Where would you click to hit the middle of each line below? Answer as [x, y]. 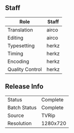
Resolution [19, 123]
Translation [20, 30]
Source [16, 115]
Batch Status [22, 107]
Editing [15, 37]
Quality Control [25, 69]
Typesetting [21, 46]
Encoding [18, 61]
